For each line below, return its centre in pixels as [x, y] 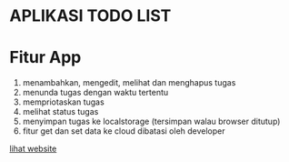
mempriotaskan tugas [63, 102]
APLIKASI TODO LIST [90, 16]
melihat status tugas [60, 112]
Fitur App [45, 58]
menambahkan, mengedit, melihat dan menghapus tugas [129, 83]
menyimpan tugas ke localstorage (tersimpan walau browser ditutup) [151, 121]
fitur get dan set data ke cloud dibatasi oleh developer [124, 131]
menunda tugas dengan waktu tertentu [95, 93]
